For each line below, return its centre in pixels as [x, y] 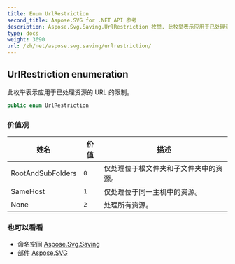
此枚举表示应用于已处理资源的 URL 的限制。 [70, 92]
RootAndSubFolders [44, 173]
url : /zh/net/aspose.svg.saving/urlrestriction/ [79, 46]
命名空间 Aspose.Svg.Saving [58, 244]
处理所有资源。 [128, 205]
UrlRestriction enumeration [68, 74]
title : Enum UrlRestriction [48, 14]
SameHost [28, 191]
